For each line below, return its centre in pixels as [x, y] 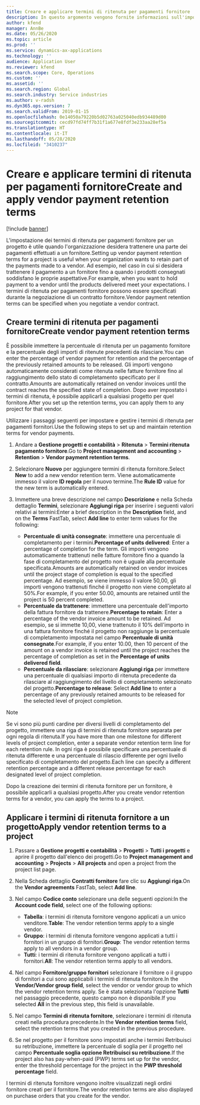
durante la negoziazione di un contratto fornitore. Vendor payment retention [98, 297]
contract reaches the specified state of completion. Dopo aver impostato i [97, 390]
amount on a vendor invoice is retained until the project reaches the [107, 650]
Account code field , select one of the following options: [84, 905]
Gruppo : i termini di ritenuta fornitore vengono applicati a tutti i [100, 936]
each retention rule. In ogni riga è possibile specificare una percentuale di [96, 749]
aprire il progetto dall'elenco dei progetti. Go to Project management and [104, 857]
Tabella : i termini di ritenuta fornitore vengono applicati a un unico [105, 917]
